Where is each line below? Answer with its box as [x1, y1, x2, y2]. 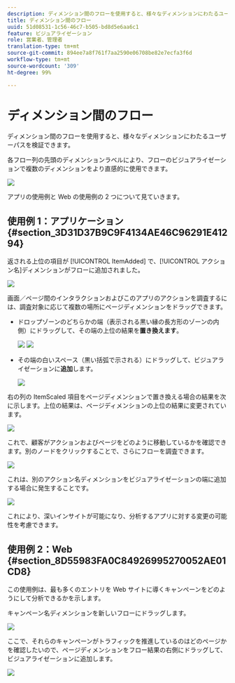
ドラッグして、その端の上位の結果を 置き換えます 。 [36, 326, 183, 335]
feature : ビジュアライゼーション [7, 29, 92, 37]
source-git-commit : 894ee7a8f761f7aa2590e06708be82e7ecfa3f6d [7, 50, 192, 57]
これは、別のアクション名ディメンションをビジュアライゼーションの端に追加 [7, 475, 227, 484]
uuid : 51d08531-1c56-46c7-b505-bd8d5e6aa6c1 [7, 23, 139, 30]
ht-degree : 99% [7, 69, 52, 76]
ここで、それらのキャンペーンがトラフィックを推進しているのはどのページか [7, 637, 227, 646]
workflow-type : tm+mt [7, 56, 71, 63]
